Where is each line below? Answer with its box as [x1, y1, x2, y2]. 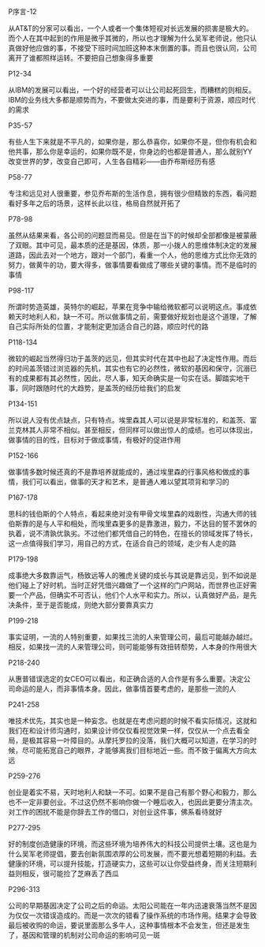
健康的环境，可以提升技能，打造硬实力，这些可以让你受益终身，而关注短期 [8, 859, 250, 868]
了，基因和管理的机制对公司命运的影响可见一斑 [8, 930, 160, 940]
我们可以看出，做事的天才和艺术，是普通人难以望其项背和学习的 [21, 477, 230, 487]
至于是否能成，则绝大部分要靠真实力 [35, 600, 154, 610]
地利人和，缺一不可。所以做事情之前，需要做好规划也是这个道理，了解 [28, 312, 257, 321]
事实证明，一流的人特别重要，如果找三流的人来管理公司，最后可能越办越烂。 [8, 632, 257, 641]
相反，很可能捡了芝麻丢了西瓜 [21, 869, 119, 878]
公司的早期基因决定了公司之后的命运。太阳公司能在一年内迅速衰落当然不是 [8, 901, 250, 910]
